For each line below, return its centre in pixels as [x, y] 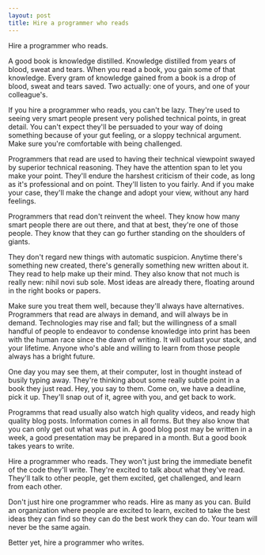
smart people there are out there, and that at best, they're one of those [123, 224]
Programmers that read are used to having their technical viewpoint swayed [132, 158]
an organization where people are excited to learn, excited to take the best [129, 510]
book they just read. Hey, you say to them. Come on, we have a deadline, [127, 388]
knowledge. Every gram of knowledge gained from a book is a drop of [122, 78]
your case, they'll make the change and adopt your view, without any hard [129, 192]
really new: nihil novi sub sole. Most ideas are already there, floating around [131, 282]
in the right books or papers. [55, 291]
